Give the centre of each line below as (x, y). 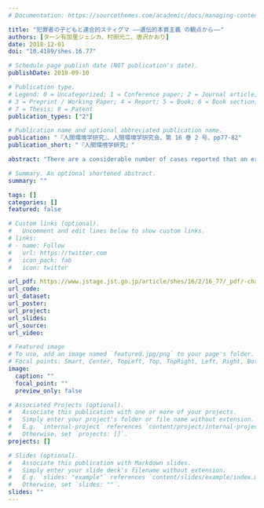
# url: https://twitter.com (58, 253)
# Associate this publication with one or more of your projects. (123, 412)
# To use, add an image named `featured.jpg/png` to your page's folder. (132, 354)
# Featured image (37, 347)
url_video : (26, 333)
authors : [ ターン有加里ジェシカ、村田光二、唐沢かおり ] (89, 37)
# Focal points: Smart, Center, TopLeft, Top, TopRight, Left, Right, (126, 362)
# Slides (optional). (44, 455)
